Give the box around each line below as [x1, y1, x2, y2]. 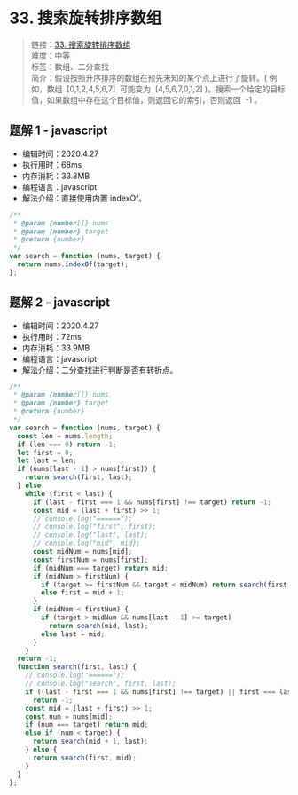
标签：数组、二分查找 [30, 61, 109, 72]
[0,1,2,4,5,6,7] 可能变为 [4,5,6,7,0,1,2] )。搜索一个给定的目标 [66, 83, 286, 94]
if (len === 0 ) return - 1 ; [17, 440, 117, 449]
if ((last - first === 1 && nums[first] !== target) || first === [25, 687, 276, 697]
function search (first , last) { [17, 663, 137, 672]
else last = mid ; [41, 629, 105, 639]
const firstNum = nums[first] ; [32, 555, 149, 564]
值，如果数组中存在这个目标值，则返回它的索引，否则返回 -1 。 [30, 94, 263, 105]
